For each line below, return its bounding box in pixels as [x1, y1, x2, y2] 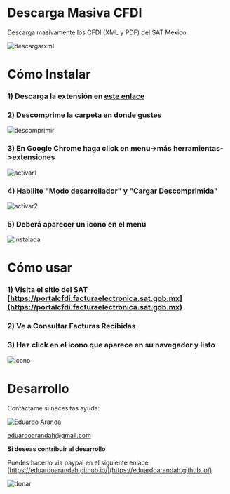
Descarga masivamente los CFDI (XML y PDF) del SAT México [7, 28, 187, 36]
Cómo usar [7, 260, 73, 276]
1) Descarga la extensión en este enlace [7, 91, 145, 101]
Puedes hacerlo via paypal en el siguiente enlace [7, 458, 149, 467]
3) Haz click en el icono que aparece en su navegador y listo [7, 340, 215, 350]
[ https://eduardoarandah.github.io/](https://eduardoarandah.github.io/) [7, 465, 212, 474]
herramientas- [172, 144, 224, 154]
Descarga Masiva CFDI [7, 5, 142, 21]
